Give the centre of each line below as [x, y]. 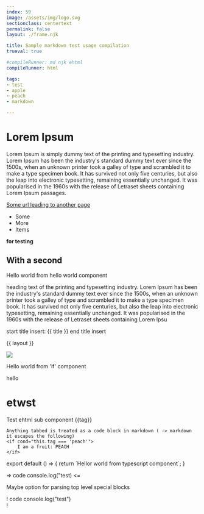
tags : [13, 79]
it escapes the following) [40, 436]
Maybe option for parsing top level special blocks [68, 487]
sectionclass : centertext [39, 23]
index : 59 [19, 12]
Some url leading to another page [48, 204]
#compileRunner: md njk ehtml [45, 62]
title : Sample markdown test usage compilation [68, 46]
